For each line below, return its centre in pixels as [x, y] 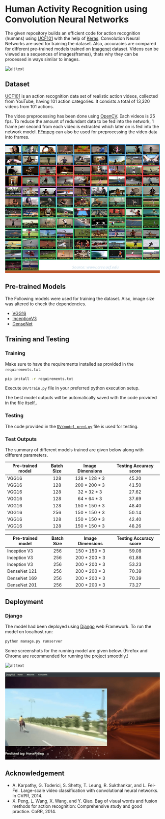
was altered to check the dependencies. [46, 304]
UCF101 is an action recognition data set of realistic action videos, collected [82, 96]
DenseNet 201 [22, 585]
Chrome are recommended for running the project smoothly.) [67, 656]
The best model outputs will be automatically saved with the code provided [81, 398]
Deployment [24, 601]
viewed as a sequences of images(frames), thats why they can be [72, 54]
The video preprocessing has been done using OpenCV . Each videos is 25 [80, 116]
